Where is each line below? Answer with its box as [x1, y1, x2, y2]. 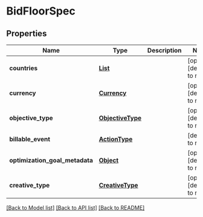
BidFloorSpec [6, 4, 76, 18]
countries [9, 64, 38, 72]
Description [147, 47, 182, 54]
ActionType [98, 135, 133, 143]
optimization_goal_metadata [9, 156, 94, 164]
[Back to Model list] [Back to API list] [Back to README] [6, 204, 145, 211]
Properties [6, 28, 47, 39]
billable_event [9, 135, 50, 143]
